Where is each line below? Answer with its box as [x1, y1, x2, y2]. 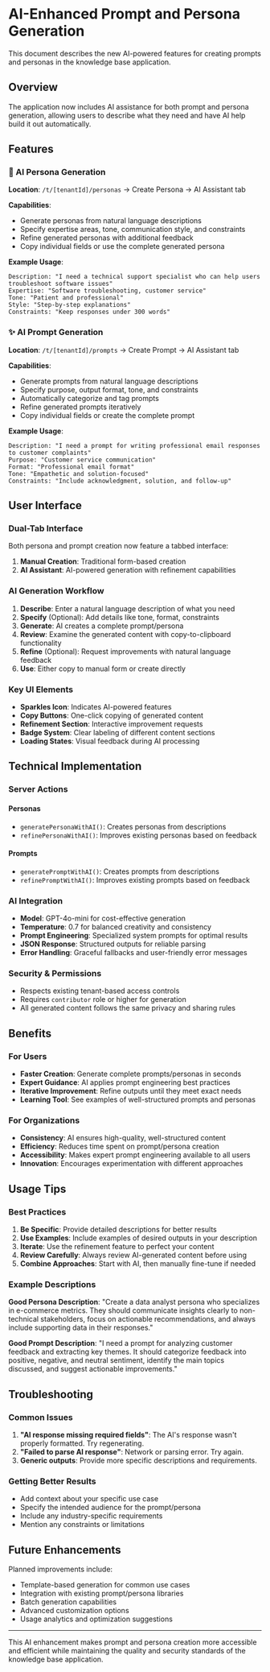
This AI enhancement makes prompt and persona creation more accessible [8, 1637, 257, 1647]
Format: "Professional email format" [8, 462, 135, 471]
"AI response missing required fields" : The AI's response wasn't [19, 1430, 237, 1439]
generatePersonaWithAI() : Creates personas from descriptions [19, 822, 227, 831]
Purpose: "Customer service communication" [8, 456, 157, 464]
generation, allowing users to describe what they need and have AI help [8, 110, 246, 120]
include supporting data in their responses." [8, 1322, 153, 1333]
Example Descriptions [8, 1278, 96, 1289]
